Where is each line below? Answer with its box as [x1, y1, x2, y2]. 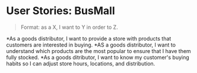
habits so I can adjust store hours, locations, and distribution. [6, 60, 155, 67]
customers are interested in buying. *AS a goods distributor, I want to [6, 41, 176, 48]
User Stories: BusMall [6, 4, 115, 18]
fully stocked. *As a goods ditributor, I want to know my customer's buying [6, 54, 190, 61]
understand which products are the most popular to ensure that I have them [6, 47, 191, 54]
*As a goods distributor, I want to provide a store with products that [6, 35, 171, 42]
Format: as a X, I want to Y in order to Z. [20, 24, 119, 31]
